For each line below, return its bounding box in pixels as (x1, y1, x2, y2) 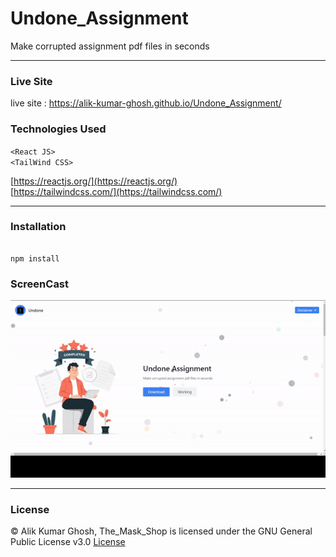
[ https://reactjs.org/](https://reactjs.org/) (10, 175, 178, 187)
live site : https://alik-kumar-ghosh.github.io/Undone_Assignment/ (10, 97, 282, 109)
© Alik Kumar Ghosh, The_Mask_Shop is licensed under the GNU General (10, 525, 313, 537)
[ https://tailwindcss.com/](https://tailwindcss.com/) (10, 185, 223, 197)
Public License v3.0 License (10, 536, 126, 548)
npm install (10, 253, 60, 264)
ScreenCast (10, 277, 70, 291)
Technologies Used (10, 122, 107, 136)
